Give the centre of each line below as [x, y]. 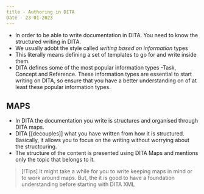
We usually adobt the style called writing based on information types [101, 48]
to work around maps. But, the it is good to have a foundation [98, 178]
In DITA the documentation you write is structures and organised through [107, 121]
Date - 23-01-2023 [30, 18]
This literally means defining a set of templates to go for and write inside [106, 54]
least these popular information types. [63, 87]
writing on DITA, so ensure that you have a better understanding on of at [106, 81]
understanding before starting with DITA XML [78, 184]
